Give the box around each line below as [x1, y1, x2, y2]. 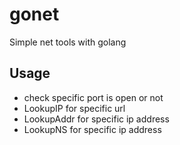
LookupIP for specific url [23, 102, 126, 114]
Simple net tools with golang [9, 36, 127, 48]
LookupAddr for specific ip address [23, 113, 170, 125]
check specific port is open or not [23, 91, 164, 103]
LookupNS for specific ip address [23, 123, 162, 135]
